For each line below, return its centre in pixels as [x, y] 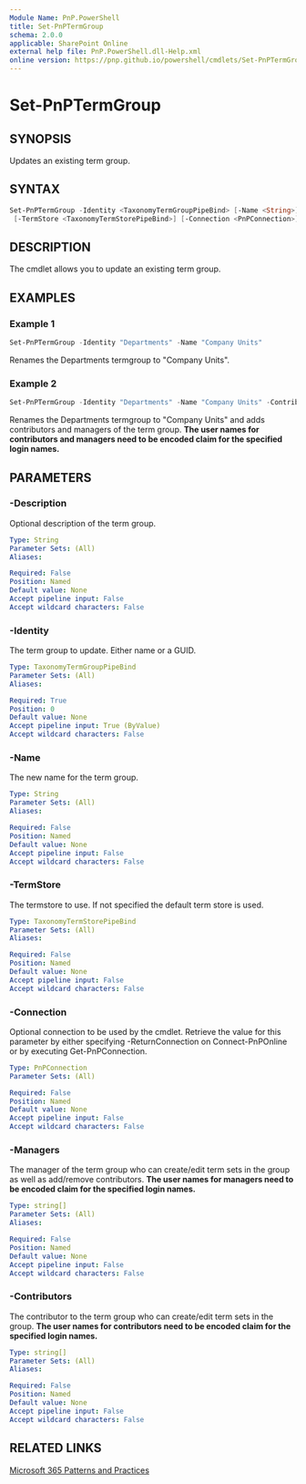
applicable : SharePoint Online [69, 43]
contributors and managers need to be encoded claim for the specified [146, 439]
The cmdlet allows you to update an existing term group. [115, 269]
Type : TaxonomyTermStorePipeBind [73, 921]
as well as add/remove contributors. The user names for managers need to [152, 1180]
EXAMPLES [42, 297]
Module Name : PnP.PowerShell [65, 18]
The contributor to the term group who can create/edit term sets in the [142, 1316]
